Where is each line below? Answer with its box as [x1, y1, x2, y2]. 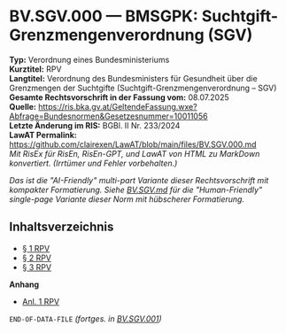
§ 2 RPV [21, 252, 51, 263]
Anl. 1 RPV [21, 296, 60, 306]
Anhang [9, 279, 40, 290]
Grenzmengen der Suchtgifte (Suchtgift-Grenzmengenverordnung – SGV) [9, 82, 277, 93]
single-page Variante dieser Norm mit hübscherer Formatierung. [9, 193, 245, 205]
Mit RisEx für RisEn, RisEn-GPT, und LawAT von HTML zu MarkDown [9, 148, 260, 159]
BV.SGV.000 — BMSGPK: [9, 6, 199, 27]
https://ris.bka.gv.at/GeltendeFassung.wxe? [38, 101, 197, 112]
